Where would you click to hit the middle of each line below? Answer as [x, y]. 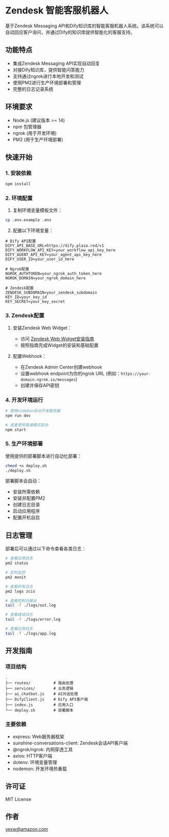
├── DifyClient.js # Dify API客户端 [47, 700]
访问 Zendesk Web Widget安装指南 [57, 339]
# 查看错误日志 [19, 615]
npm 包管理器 [27, 126]
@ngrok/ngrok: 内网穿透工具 [43, 749]
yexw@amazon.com [27, 829]
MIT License [18, 799]
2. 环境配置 [19, 198]
